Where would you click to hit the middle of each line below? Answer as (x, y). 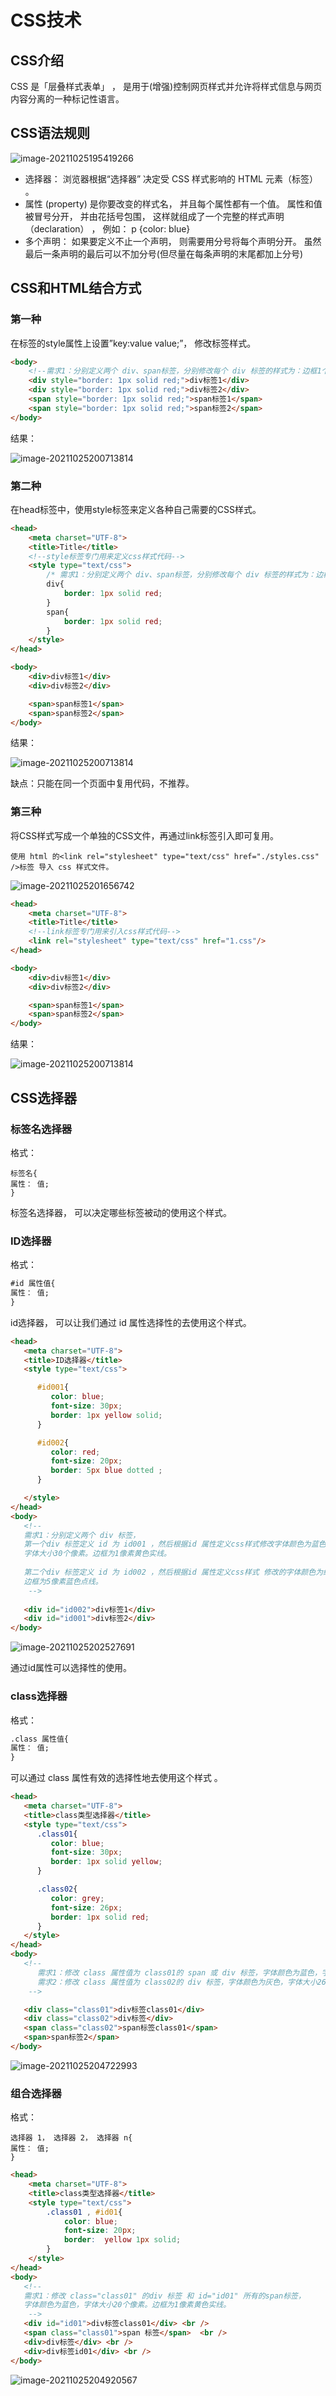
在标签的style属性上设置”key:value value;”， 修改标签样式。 (133, 343)
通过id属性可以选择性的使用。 (71, 1668)
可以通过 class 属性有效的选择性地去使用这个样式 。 (116, 1778)
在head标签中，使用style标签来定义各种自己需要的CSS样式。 (136, 509)
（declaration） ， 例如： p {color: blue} (107, 228)
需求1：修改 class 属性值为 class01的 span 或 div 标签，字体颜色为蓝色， (179, 1972)
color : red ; (75, 1452)
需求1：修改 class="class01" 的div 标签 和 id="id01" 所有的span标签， (164, 2296)
